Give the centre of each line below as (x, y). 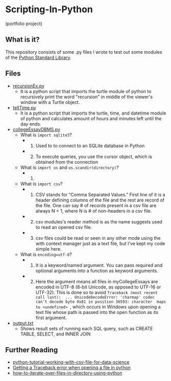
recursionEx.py (29, 86)
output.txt (23, 323)
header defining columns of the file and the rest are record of (100, 200)
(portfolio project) (24, 24)
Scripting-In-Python (49, 9)
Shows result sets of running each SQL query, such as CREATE (87, 328)
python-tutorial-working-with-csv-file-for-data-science (71, 362)
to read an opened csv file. (64, 227)
